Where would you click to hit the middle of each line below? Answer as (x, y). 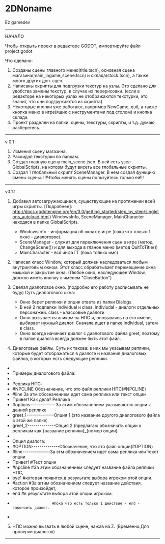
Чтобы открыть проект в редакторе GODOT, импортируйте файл (73, 46)
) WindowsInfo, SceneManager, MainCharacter (97, 216)
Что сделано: (19, 60)
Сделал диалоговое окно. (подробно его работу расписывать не (80, 287)
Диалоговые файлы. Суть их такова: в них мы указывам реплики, (81, 348)
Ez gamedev (18, 22)
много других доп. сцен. (38, 80)
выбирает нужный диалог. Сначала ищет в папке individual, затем (89, 323)
